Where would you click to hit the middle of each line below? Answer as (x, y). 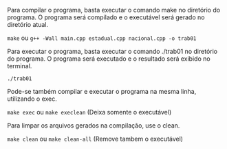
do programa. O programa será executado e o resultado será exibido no (109, 59)
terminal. (20, 66)
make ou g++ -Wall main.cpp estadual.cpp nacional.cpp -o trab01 (102, 38)
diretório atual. (28, 24)
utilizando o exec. (32, 99)
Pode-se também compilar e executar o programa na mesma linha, (102, 91)
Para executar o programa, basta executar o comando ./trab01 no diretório (112, 51)
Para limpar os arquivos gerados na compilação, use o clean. (94, 126)
